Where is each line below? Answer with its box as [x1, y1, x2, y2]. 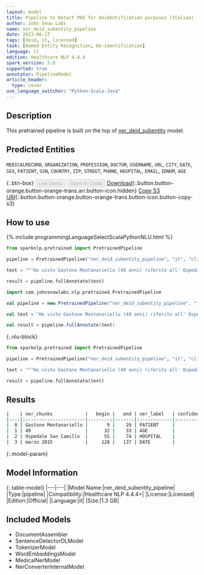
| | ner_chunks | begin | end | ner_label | [6, 411, 175, 417]
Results [6, 395, 36, 405]
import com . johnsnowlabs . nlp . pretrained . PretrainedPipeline [6, 289, 162, 295]
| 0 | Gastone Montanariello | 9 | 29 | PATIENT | [6, 422, 175, 428]
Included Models [6, 515, 71, 525]
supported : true [6, 65, 47, 72]
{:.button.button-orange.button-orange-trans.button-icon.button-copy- [15, 193, 193, 201]
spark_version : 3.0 [6, 60, 56, 66]
